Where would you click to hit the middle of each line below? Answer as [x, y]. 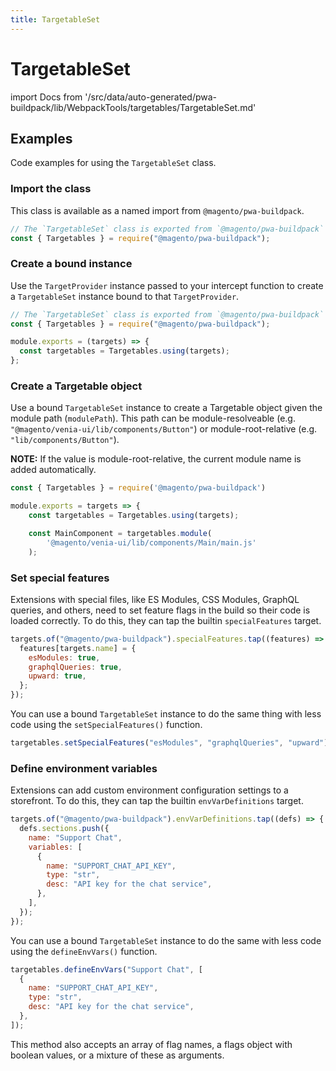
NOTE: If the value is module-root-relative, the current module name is [156, 459]
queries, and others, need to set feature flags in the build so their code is [160, 610]
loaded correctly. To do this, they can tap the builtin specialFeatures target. [166, 620]
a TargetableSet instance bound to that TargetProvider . [125, 296]
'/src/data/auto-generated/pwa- [150, 97]
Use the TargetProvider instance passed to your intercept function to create [167, 285]
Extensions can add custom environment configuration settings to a [149, 790]
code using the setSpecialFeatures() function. [106, 725]
